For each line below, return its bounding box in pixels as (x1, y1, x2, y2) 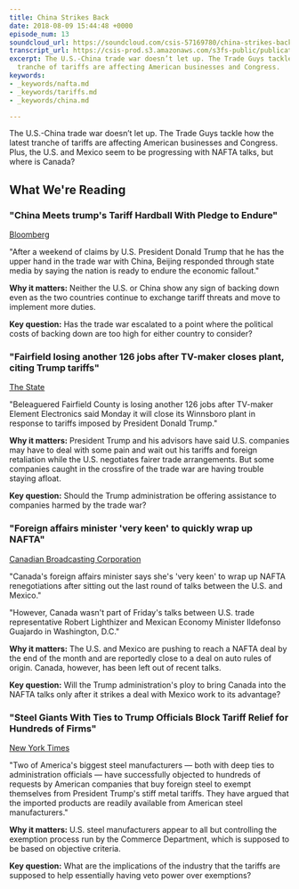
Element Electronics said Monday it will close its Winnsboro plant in (9, 409, 256, 420)
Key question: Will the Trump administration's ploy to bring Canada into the (9, 679, 287, 690)
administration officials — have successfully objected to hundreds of (9, 769, 261, 779)
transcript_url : (9, 46, 69, 55)
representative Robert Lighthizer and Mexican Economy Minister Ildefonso (9, 616, 281, 627)
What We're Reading (9, 182, 126, 197)
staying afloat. (9, 473, 62, 484)
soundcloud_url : (9, 37, 69, 47)
